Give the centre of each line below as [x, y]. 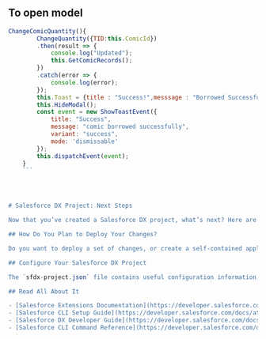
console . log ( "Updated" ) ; [91, 53]
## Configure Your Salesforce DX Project [78, 263]
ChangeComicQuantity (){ [47, 31]
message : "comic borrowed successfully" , [120, 127]
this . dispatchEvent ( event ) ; [83, 156]
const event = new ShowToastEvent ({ [97, 112]
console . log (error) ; [84, 82]
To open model [46, 13]
